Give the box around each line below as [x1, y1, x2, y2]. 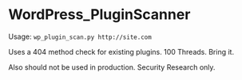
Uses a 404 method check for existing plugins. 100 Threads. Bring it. [8, 47, 234, 56]
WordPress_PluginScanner [8, 6, 191, 24]
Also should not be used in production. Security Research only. [8, 62, 216, 72]
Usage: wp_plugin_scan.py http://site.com [8, 32, 152, 41]
